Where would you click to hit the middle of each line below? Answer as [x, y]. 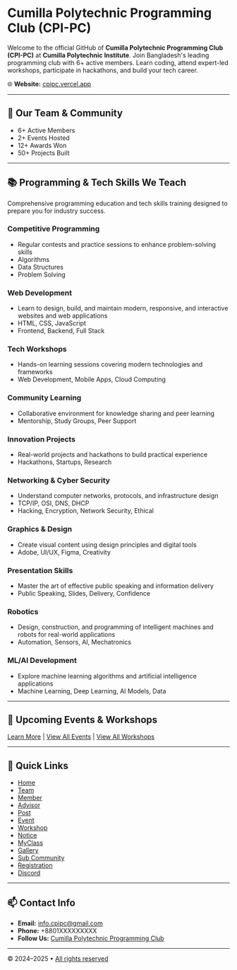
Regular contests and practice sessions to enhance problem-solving [117, 244]
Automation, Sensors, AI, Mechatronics [74, 642]
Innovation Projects [42, 439]
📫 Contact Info [41, 902]
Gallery [28, 850]
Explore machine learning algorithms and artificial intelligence [107, 676]
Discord [29, 873]
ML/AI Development [42, 661]
